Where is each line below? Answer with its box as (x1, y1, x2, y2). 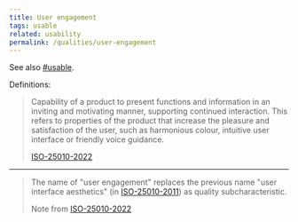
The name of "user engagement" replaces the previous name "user (30, 177, 278, 187)
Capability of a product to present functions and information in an (30, 97, 271, 107)
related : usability (9, 29, 82, 38)
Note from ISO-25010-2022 (30, 203, 132, 214)
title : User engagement (9, 12, 98, 22)
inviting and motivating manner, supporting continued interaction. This (30, 106, 288, 116)
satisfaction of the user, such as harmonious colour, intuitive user (30, 125, 270, 136)
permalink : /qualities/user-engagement (9, 37, 157, 47)
